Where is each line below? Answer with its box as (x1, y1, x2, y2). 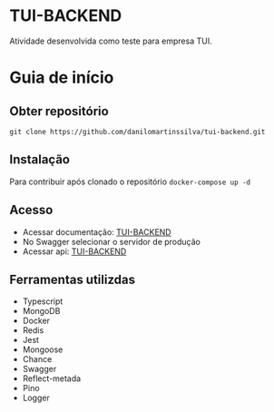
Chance (22, 354, 53, 365)
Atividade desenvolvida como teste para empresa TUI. (9, 35, 212, 46)
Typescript (22, 296, 64, 307)
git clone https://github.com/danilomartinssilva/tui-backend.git (9, 127, 266, 136)
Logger (22, 392, 50, 404)
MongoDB (22, 306, 61, 317)
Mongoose (22, 344, 64, 355)
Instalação (9, 152, 71, 168)
